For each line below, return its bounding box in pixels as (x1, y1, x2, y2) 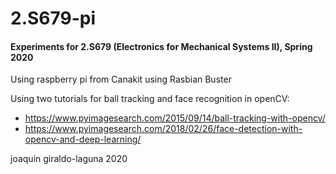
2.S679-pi (10, 7, 97, 30)
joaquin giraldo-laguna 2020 (10, 153, 128, 165)
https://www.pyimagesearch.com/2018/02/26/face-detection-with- (24, 123, 303, 135)
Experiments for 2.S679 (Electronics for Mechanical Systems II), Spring (10, 40, 313, 52)
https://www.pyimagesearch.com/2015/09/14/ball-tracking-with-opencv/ (24, 112, 326, 124)
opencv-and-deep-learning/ (24, 133, 142, 146)
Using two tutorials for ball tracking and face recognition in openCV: (10, 93, 290, 105)
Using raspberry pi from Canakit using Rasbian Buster (10, 73, 232, 86)
